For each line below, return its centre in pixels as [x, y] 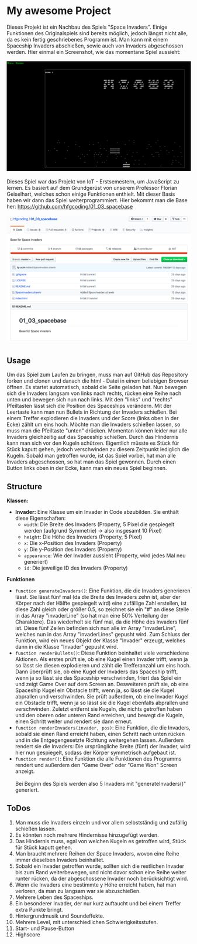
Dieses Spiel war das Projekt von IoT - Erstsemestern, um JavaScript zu [93, 182]
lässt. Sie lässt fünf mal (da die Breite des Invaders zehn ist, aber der [98, 597]
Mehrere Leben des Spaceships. [54, 897]
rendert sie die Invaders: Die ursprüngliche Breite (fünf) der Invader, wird [103, 746]
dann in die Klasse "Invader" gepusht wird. [67, 646]
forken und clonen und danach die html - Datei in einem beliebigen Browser [98, 381]
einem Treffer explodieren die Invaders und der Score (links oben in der [93, 418]
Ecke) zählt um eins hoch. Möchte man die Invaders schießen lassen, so [94, 425]
